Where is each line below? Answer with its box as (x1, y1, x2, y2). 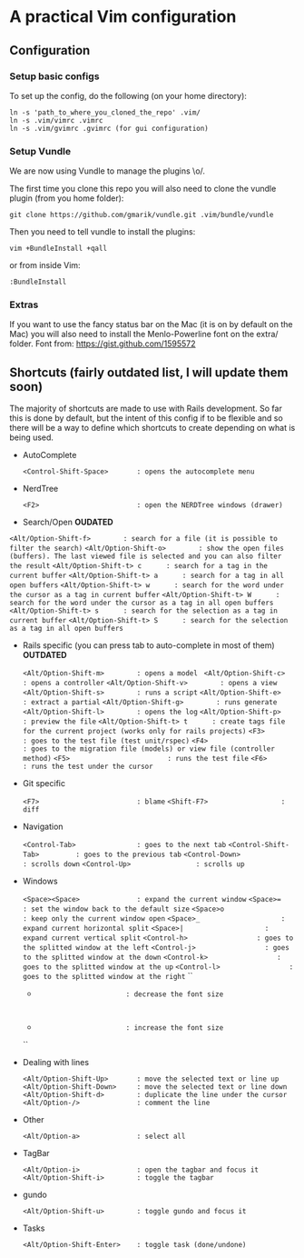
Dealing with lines (22, 1057, 89, 1068)
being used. (9, 432, 54, 443)
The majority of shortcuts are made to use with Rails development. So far (9, 403, 283, 414)
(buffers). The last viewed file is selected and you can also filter (9, 552, 282, 561)
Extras (9, 298, 39, 311)
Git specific (22, 778, 66, 789)
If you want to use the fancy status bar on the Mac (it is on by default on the (9, 319, 293, 330)
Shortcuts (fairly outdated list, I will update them (9, 364, 289, 380)
